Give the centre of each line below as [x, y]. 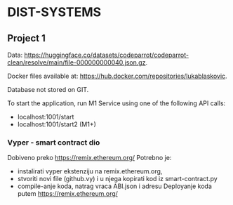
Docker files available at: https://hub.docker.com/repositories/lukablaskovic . [117, 76]
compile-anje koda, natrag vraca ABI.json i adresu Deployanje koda [115, 186]
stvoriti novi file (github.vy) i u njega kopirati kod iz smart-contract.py [117, 179]
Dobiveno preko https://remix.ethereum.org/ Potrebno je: [89, 158]
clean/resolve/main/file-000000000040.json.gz [76, 62]
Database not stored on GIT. [48, 90]
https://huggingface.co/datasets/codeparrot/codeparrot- [107, 55]
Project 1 [26, 38]
